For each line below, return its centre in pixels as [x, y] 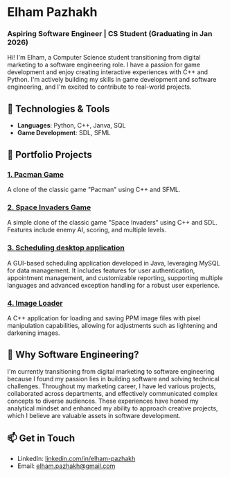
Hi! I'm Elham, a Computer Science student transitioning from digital [104, 58]
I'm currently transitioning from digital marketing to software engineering [111, 371]
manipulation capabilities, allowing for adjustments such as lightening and [113, 325]
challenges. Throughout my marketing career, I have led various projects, [112, 386]
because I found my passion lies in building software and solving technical [113, 379]
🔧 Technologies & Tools [59, 109]
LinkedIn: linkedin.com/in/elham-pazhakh [76, 458]
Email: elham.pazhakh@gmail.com [66, 466]
